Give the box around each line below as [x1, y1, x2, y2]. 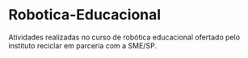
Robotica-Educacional [8, 6, 162, 24]
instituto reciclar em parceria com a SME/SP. [8, 40, 158, 50]
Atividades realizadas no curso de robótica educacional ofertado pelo [8, 32, 241, 42]
